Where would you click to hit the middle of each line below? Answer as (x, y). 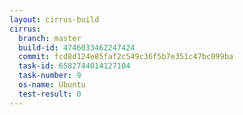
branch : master (50, 38)
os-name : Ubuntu (52, 85)
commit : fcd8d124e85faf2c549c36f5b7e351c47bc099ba (126, 57)
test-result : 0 (50, 94)
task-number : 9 (50, 76)
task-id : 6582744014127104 (74, 66)
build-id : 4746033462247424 (77, 47)
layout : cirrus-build (54, 19)
